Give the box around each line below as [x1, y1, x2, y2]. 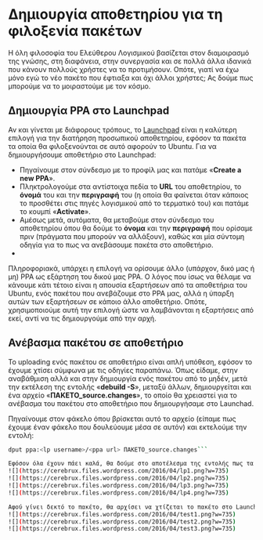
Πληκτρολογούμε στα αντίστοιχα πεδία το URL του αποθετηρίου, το [19, 182, 242, 191]
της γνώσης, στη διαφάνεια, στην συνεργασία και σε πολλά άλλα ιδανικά [8, 56, 252, 66]
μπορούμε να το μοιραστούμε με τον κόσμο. [8, 81, 151, 91]
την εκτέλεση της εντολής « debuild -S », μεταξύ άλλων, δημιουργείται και [8, 382, 252, 391]
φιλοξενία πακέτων [8, 22, 142, 40]
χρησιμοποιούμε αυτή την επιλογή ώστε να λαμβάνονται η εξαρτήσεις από [8, 305, 254, 314]
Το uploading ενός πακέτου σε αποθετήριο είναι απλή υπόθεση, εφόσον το [8, 357, 253, 366]
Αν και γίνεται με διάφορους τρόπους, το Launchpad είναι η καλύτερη [8, 125, 237, 134]
